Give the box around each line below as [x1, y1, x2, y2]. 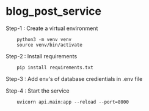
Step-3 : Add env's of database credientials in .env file [5, 75, 143, 82]
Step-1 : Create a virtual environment [5, 25, 98, 32]
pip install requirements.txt [16, 64, 94, 71]
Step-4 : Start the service [5, 87, 70, 94]
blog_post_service [5, 4, 102, 18]
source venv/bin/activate [16, 42, 83, 48]
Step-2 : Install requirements [5, 52, 78, 59]
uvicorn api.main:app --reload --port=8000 [16, 99, 129, 105]
